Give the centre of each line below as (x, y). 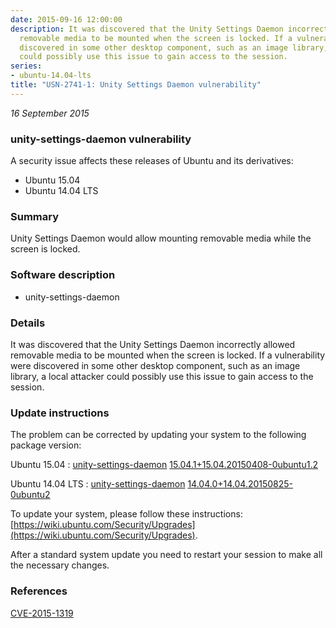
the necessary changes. (60, 565)
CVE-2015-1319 (42, 613)
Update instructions (60, 413)
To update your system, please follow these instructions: (126, 514)
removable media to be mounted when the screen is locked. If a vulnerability (168, 355)
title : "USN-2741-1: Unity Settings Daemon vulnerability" (136, 85)
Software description (63, 275)
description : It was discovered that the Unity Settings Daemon (147, 29)
